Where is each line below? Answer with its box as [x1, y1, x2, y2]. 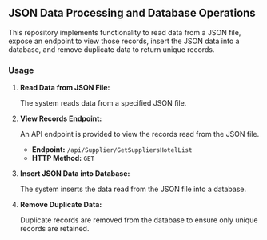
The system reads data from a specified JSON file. [19, 98, 187, 108]
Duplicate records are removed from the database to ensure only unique [19, 215, 258, 225]
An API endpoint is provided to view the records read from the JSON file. [19, 130, 260, 139]
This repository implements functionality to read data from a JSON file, [8, 27, 241, 37]
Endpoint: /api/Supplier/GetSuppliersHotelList [31, 145, 193, 154]
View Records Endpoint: [19, 114, 102, 123]
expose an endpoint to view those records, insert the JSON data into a [8, 36, 240, 46]
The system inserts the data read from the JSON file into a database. [19, 184, 247, 194]
